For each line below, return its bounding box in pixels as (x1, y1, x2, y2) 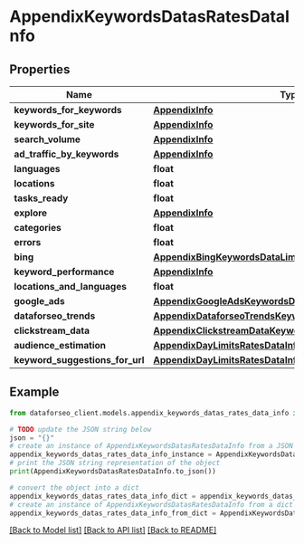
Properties (9, 62, 71, 77)
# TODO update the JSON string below (9, 425, 152, 434)
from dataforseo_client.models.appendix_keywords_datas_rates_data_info (9, 408, 290, 417)
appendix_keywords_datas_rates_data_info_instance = (9, 450, 213, 459)
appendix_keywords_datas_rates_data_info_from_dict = (9, 509, 217, 518)
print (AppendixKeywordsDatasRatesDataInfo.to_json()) (9, 467, 217, 476)
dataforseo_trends (14, 310, 96, 322)
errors (14, 236, 42, 248)
